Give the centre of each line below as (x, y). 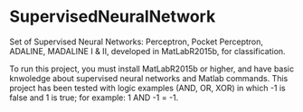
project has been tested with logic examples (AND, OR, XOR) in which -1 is (148, 88)
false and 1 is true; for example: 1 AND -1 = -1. (94, 98)
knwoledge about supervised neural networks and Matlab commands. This (149, 78)
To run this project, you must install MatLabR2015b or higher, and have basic (152, 69)
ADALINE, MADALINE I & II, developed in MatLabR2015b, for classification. (148, 51)
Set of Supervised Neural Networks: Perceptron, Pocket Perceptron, (137, 42)
